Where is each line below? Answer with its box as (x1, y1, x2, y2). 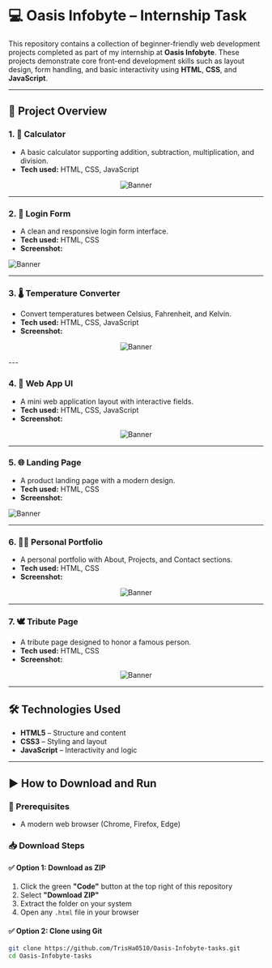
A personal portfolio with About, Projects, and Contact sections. (19, 555, 233, 564)
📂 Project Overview (8, 105, 108, 118)
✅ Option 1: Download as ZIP (8, 863, 106, 872)
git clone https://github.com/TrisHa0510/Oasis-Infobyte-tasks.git (8, 944, 241, 953)
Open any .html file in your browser (19, 907, 140, 917)
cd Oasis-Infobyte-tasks (8, 952, 92, 961)
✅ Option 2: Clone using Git (8, 926, 103, 936)
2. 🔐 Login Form (8, 208, 71, 219)
